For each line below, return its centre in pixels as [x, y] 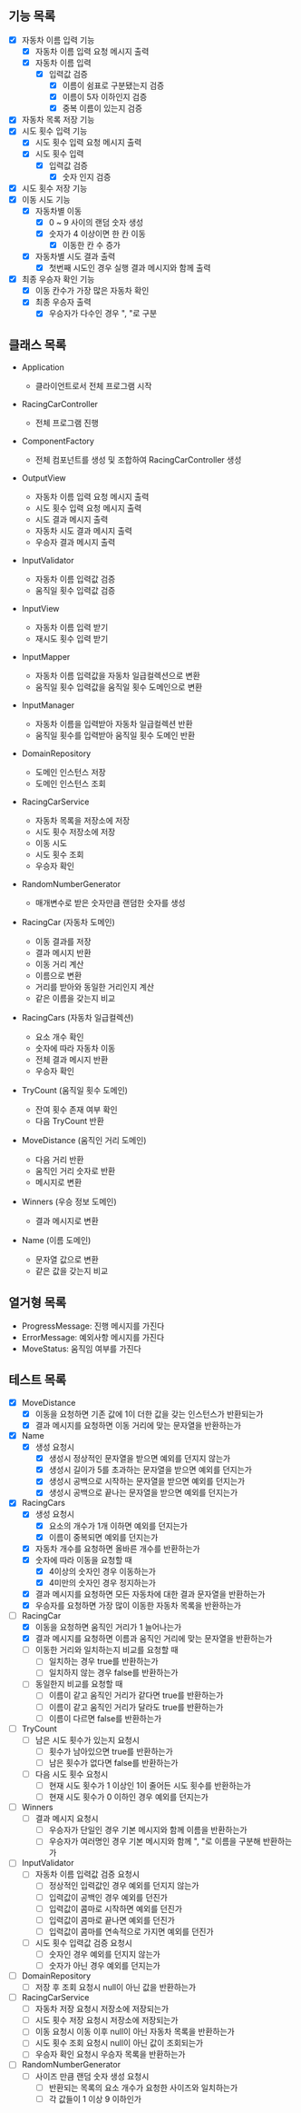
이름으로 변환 [58, 976]
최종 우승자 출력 [63, 302]
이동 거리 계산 [59, 964]
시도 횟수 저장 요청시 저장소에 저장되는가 [107, 2020]
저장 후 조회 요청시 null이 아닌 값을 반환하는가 [116, 1987]
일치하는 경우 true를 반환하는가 [104, 1661]
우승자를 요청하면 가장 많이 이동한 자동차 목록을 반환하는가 [138, 1605]
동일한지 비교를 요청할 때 [79, 1684]
